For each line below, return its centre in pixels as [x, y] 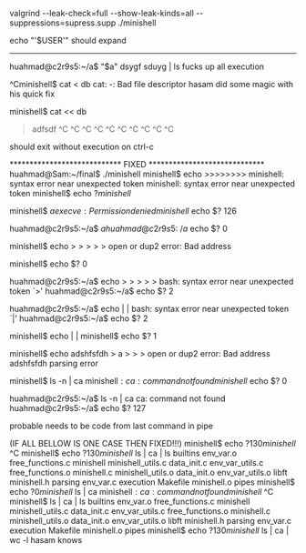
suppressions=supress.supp [63, 23]
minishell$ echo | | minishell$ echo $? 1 [83, 336]
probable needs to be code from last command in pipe [112, 426]
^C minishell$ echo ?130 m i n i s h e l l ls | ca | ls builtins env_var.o [123, 453]
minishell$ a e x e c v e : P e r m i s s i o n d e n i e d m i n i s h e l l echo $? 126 [123, 211]
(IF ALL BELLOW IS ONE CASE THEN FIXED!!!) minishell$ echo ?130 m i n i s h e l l [153, 443]
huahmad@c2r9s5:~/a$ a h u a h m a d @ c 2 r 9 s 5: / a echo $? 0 [118, 228]
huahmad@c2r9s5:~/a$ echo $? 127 [78, 408]
